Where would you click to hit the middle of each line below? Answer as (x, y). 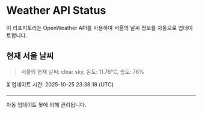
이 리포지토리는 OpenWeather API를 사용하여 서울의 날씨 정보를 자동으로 (92, 28)
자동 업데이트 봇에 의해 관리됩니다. (46, 104)
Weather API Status (56, 10)
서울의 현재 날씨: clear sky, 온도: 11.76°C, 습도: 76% (82, 71)
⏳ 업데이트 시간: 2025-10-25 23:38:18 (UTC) (60, 84)
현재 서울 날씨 (30, 56)
